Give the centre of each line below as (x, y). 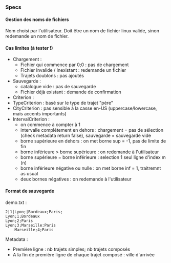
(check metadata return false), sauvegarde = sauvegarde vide (85, 136)
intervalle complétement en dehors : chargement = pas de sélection (92, 130)
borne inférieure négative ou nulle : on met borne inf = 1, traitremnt (91, 168)
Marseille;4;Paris (34, 230)
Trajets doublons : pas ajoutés (52, 76)
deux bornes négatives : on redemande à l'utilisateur (76, 179)
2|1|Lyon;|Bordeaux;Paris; (34, 212)
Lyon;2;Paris (19, 221)
